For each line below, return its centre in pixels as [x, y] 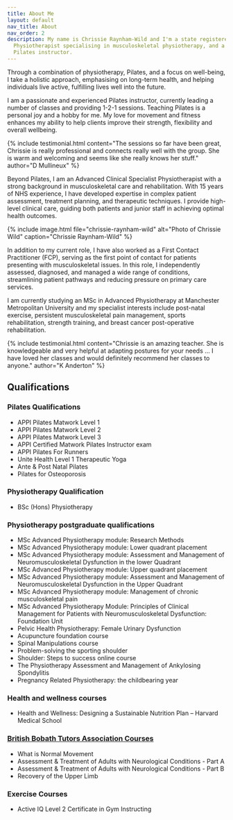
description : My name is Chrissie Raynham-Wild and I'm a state [102, 40]
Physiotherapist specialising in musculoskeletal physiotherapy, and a [119, 46]
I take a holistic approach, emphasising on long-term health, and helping [111, 79]
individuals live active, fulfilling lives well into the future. [87, 87]
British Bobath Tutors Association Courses [80, 739]
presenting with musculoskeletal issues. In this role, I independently [104, 265]
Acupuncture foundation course [63, 636]
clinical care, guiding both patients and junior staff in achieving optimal [123, 208]
